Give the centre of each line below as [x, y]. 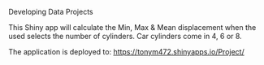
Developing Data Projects [51, 12]
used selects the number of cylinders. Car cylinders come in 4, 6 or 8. [125, 36]
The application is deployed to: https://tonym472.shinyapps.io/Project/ [127, 52]
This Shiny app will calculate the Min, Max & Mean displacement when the [132, 27]
